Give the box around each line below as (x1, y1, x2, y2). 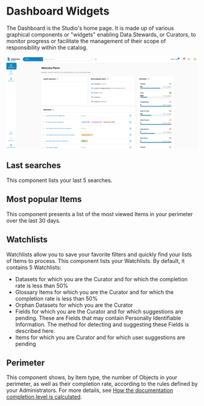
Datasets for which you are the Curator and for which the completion (15, 275, 188, 282)
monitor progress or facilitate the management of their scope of (6, 37, 166, 44)
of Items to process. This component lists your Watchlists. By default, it (6, 257, 185, 264)
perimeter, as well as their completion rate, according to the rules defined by (6, 380, 198, 388)
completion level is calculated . (6, 393, 82, 401)
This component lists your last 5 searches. (6, 177, 113, 184)
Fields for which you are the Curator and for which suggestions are (15, 307, 184, 315)
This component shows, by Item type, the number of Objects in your (6, 374, 178, 381)
